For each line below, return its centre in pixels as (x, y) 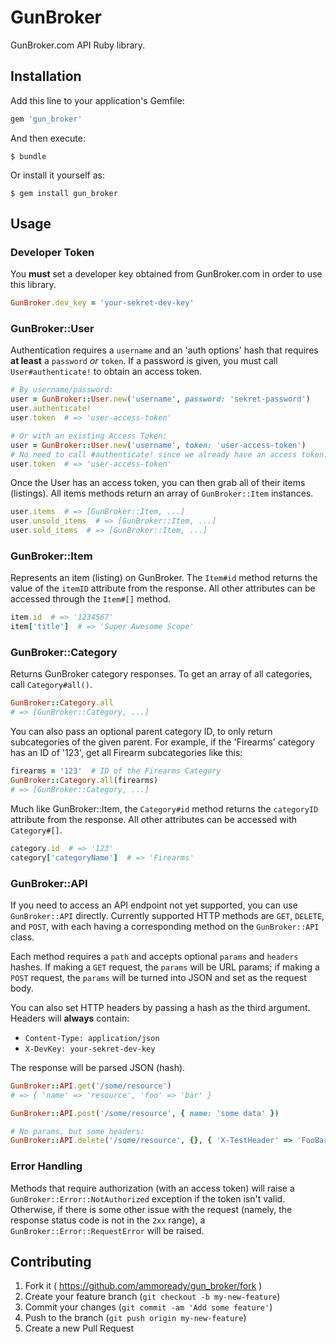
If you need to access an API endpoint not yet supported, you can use (154, 905)
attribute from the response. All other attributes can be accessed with (153, 819)
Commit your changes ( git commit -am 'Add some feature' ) (148, 1307)
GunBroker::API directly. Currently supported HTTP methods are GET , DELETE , (167, 915)
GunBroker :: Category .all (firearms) (84, 781)
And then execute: (48, 138)
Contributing (51, 1261)
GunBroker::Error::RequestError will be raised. (107, 1230)
